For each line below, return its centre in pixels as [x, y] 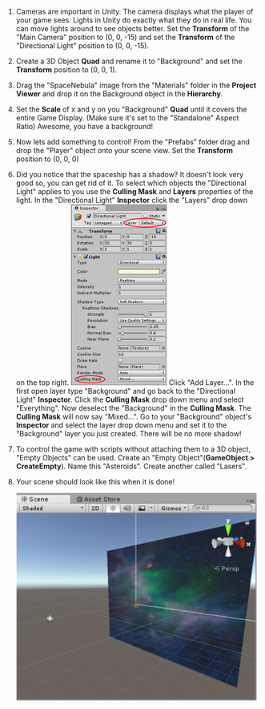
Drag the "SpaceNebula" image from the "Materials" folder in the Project [136, 85]
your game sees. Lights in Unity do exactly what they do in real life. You [134, 20]
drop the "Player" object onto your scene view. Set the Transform [124, 150]
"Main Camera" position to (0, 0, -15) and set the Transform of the [125, 37]
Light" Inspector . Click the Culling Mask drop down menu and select [130, 399]
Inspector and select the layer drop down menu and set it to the [121, 425]
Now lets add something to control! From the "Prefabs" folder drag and [132, 142]
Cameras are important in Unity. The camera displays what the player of [135, 12]
